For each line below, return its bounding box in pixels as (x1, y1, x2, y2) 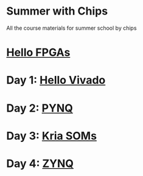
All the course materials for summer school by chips (6, 24, 137, 32)
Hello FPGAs (6, 46, 71, 59)
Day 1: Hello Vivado (6, 73, 106, 87)
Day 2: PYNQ (6, 101, 73, 115)
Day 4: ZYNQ (6, 157, 74, 171)
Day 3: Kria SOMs (6, 129, 97, 143)
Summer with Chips (6, 4, 108, 18)
